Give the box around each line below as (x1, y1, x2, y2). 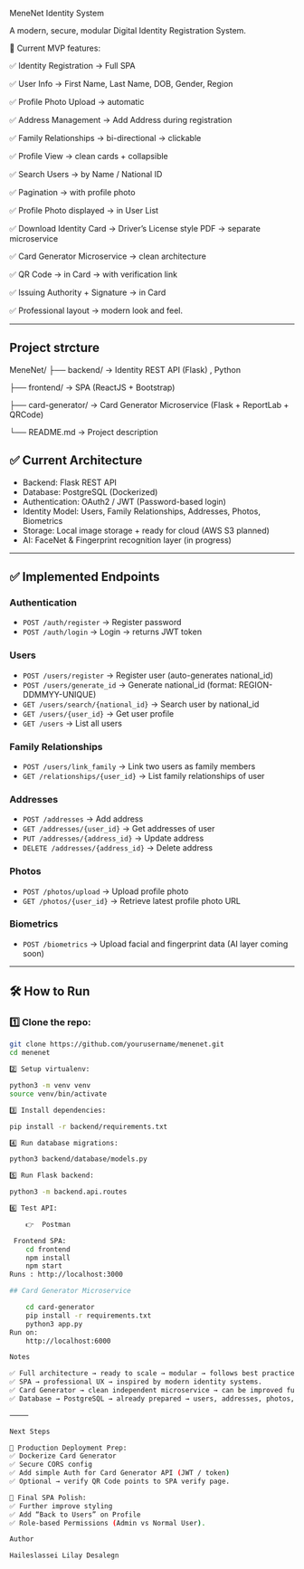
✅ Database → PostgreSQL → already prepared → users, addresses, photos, (9, 1393, 296, 1403)
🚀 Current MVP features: (9, 43, 101, 53)
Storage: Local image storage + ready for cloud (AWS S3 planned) (22, 525, 270, 536)
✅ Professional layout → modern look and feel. (9, 305, 184, 316)
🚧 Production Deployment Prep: (9, 1443, 128, 1452)
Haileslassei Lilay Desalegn (9, 1551, 119, 1560)
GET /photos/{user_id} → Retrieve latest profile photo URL (22, 895, 242, 906)
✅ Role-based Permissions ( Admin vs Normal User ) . (9, 1518, 206, 1527)
